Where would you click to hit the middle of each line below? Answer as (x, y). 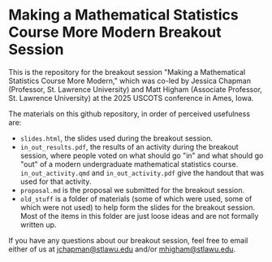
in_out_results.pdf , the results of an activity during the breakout (129, 146)
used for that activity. (56, 181)
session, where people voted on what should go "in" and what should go (142, 155)
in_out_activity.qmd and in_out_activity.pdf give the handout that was (142, 172)
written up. (38, 225)
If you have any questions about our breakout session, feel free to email (128, 240)
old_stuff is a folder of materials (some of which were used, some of (136, 199)
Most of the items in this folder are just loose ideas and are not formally (139, 216)
